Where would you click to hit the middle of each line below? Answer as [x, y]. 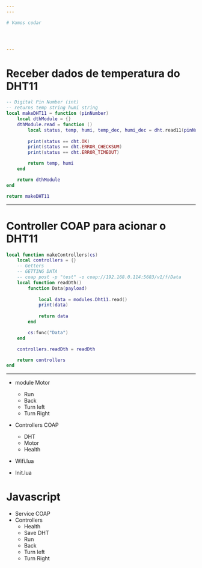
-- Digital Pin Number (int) [43, 102]
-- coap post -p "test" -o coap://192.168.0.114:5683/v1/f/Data [99, 277]
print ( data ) [53, 305]
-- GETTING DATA [38, 272]
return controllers [41, 360]
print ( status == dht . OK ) [59, 141]
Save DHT [36, 533]
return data [53, 316]
